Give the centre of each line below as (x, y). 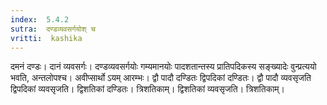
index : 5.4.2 (40, 19)
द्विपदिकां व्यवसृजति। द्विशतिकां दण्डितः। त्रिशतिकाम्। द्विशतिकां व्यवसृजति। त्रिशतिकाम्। (148, 89)
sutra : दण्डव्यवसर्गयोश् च (53, 29)
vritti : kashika (46, 38)
